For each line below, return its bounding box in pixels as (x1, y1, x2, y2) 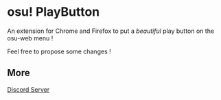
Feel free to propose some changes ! (7, 47, 111, 55)
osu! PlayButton (7, 4, 100, 20)
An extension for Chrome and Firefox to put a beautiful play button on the (7, 27, 215, 35)
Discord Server (7, 85, 50, 93)
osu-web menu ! (7, 34, 54, 42)
